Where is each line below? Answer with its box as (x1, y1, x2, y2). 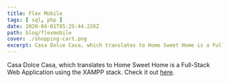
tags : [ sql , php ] (7, 16, 63, 23)
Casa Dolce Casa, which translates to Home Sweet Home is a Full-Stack (7, 61, 210, 69)
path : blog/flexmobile (7, 29, 72, 36)
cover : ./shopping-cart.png (7, 36, 88, 43)
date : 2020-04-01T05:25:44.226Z (7, 23, 99, 29)
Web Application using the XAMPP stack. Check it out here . (7, 68, 175, 76)
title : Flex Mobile (7, 10, 63, 17)
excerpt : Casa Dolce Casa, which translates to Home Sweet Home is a (7, 42, 210, 49)
